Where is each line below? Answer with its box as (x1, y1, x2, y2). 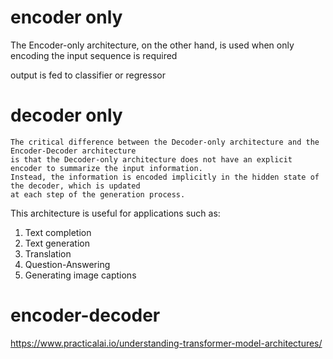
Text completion (24, 226, 92, 238)
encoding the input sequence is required (10, 49, 178, 61)
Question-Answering (24, 258, 111, 270)
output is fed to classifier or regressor (10, 69, 166, 81)
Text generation (24, 237, 90, 249)
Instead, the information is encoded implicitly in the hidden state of (10, 172, 320, 182)
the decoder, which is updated (10, 181, 141, 191)
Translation (24, 247, 72, 260)
